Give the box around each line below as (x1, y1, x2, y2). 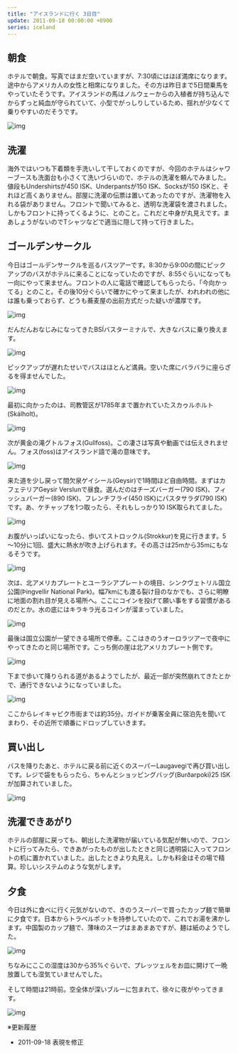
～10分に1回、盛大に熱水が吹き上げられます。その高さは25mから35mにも (7, 540, 222, 549)
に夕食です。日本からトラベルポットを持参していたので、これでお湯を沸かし (7, 914, 231, 923)
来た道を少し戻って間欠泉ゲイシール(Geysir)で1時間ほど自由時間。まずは (7, 476, 220, 484)
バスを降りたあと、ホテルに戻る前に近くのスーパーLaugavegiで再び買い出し (7, 761, 231, 770)
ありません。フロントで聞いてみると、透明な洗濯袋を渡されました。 (31, 200, 231, 208)
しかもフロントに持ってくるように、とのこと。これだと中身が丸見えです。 (7, 209, 224, 217)
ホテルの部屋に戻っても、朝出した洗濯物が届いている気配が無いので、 (7, 836, 212, 845)
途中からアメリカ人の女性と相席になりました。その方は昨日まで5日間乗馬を (7, 81, 229, 90)
